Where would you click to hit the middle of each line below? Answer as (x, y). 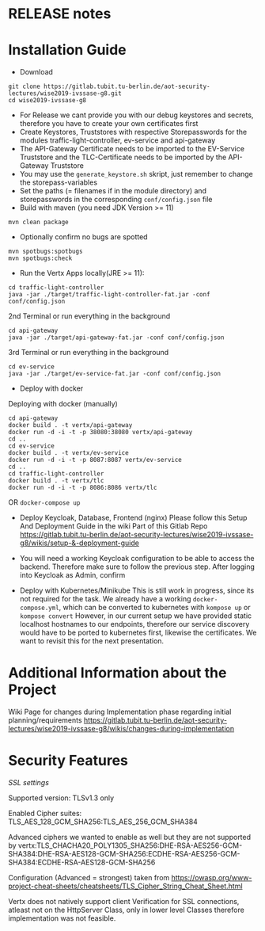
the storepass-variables (58, 182)
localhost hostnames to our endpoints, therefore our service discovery (134, 624)
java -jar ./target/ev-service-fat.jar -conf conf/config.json (115, 374)
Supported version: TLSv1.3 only (61, 798)
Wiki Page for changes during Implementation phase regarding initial (120, 712)
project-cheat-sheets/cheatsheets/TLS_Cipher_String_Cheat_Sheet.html (125, 886)
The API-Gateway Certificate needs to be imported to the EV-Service (132, 149)
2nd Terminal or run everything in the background (89, 316)
